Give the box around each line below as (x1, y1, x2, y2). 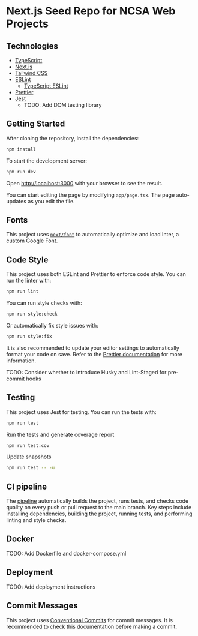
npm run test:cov (6, 442, 50, 448)
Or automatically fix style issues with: (6, 322, 99, 329)
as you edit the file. (28, 197, 75, 205)
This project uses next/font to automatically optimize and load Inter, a (6, 231, 179, 238)
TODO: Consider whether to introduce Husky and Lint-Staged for (6, 368, 167, 376)
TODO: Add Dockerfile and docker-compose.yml (6, 550, 127, 557)
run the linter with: (6, 277, 52, 284)
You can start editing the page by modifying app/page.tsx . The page (6, 191, 175, 199)
